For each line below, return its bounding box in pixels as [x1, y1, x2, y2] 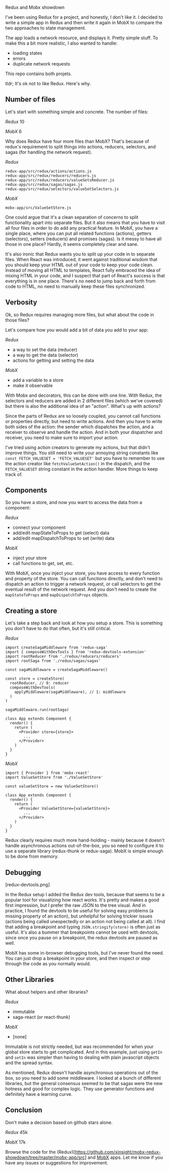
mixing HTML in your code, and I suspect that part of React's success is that [5, 272, 165, 278]
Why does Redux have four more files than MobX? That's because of [5, 138, 150, 144]
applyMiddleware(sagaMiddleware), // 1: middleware [14, 689, 126, 695]
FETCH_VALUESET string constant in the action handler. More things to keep [5, 466, 158, 472]
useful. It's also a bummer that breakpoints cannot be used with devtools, [5, 929, 159, 935]
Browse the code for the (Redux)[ [5, 1149, 75, 1155]
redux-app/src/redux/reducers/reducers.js [5, 173, 96, 178]
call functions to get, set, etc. [12, 560, 74, 566]
